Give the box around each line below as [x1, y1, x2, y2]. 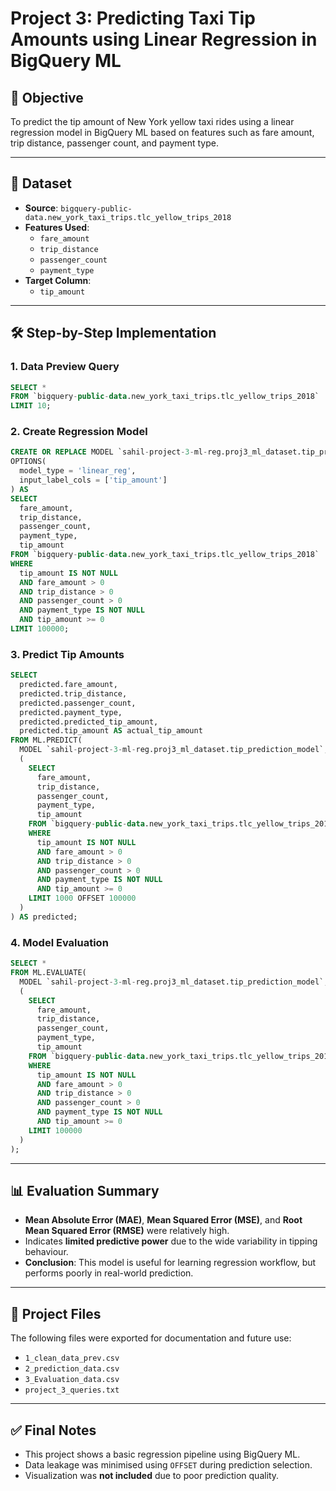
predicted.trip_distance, [19, 688, 128, 699]
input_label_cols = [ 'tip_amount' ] [19, 475, 168, 486]
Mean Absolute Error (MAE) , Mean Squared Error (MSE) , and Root [24, 1214, 303, 1226]
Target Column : [24, 274, 92, 286]
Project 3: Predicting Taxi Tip [10, 7, 256, 30]
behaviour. [24, 1246, 69, 1258]
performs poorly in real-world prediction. [24, 1267, 194, 1279]
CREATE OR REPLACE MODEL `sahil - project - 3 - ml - [10, 447, 208, 457]
